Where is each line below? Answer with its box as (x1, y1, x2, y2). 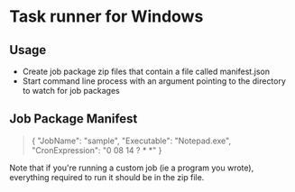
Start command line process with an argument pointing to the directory (22, 76, 287, 87)
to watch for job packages (22, 86, 120, 96)
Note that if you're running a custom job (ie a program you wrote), (9, 162, 254, 173)
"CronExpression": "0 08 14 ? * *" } (31, 144, 162, 155)
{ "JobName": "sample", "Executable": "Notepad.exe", (31, 135, 232, 146)
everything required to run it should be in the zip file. (9, 171, 205, 182)
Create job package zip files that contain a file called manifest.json (22, 66, 271, 77)
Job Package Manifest (9, 111, 138, 127)
